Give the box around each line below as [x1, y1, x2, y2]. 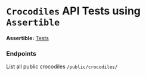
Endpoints [6, 49, 37, 57]
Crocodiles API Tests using [6, 4, 141, 18]
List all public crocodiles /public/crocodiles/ [6, 63, 118, 70]
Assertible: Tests [6, 34, 49, 41]
